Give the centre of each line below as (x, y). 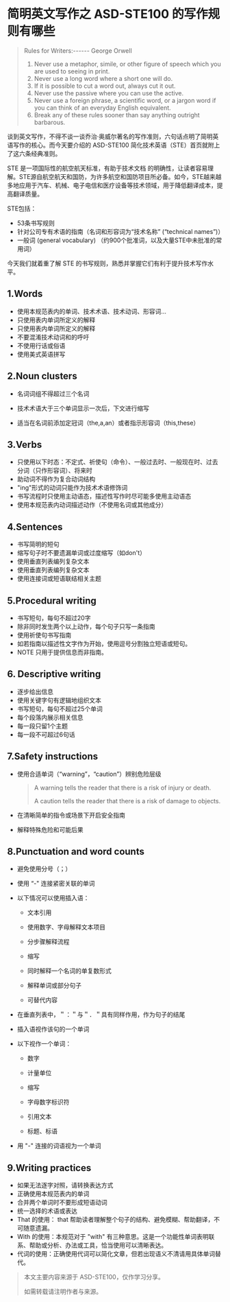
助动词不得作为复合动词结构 (56, 479)
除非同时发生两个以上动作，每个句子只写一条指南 (86, 626)
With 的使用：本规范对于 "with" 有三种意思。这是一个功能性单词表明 (113, 1237)
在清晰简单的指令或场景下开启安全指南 (71, 815)
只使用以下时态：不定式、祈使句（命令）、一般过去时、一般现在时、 (112, 462)
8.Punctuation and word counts (76, 852)
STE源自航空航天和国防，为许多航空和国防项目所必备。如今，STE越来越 (120, 176)
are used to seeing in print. (72, 71)
